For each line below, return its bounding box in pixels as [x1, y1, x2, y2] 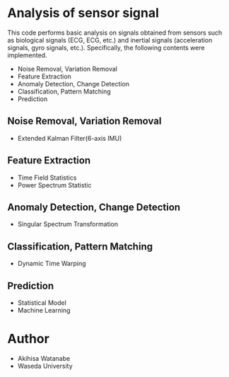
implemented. [7, 51, 47, 59]
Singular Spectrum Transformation [17, 220, 119, 228]
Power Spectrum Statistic [17, 180, 92, 189]
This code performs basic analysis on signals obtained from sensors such [7, 28, 223, 37]
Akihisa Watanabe [17, 354, 71, 362]
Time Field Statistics [17, 173, 77, 182]
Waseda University [17, 361, 73, 370]
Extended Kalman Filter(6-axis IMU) [17, 134, 122, 142]
